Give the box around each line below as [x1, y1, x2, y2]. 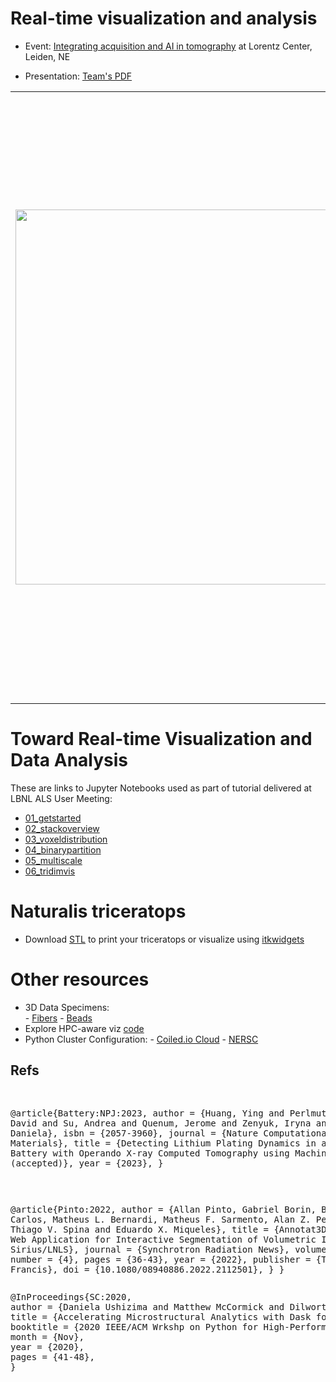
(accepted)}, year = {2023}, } [10, 1157, 164, 1169]
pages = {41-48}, [10, 1351, 95, 1362]
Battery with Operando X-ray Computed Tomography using [10, 1147, 290, 1159]
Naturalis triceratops [10, 900, 187, 923]
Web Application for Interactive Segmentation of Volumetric [10, 1233, 317, 1245]
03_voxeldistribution [24, 833, 108, 845]
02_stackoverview [24, 822, 100, 834]
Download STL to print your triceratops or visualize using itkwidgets [24, 933, 305, 945]
